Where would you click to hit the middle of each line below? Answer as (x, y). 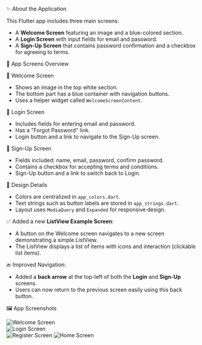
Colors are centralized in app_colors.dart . (67, 196)
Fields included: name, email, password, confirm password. (89, 160)
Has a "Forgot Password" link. (52, 130)
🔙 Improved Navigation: (36, 265)
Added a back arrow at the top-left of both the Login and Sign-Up (98, 277)
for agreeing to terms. (42, 52)
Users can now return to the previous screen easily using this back (99, 290)
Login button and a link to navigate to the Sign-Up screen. (87, 137)
